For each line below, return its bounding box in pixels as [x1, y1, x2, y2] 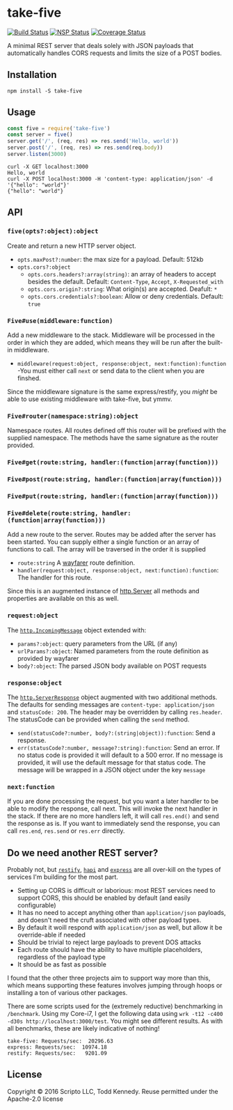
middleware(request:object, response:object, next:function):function [17, 360, 227, 367]
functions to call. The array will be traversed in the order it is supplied [7, 545, 207, 554]
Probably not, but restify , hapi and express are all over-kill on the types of [7, 865, 221, 873]
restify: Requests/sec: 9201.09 [7, 1049, 108, 1056]
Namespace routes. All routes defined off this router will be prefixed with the [7, 426, 227, 435]
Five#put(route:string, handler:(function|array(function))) [7, 492, 219, 500]
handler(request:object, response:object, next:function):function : [17, 566, 219, 574]
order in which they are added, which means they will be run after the [7, 338, 207, 346]
